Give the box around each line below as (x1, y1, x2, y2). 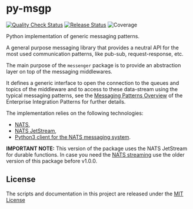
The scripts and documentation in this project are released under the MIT (6, 190, 184, 197)
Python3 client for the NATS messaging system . (14, 133, 131, 140)
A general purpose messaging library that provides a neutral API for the (6, 44, 179, 51)
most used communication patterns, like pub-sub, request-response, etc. (6, 50, 184, 57)
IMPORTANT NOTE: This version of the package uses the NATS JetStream (6, 145, 187, 152)
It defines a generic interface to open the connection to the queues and (6, 79, 179, 87)
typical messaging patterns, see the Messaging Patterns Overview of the (6, 92, 183, 99)
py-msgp (6, 2, 52, 15)
